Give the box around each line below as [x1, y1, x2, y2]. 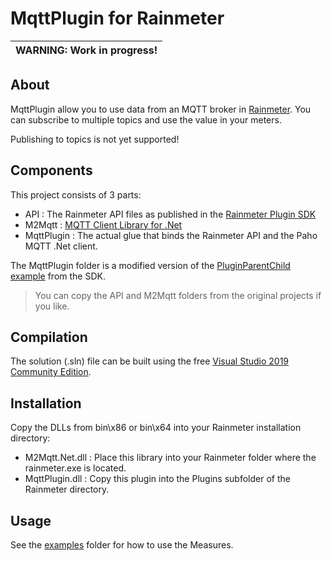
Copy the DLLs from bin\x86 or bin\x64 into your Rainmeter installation [10, 422, 302, 434]
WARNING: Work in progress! [15, 43, 158, 57]
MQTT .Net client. [24, 240, 98, 252]
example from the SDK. [10, 270, 106, 282]
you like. [34, 300, 70, 312]
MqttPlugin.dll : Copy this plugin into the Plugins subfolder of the [24, 473, 291, 485]
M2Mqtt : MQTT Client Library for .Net [24, 218, 183, 231]
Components [10, 162, 93, 179]
